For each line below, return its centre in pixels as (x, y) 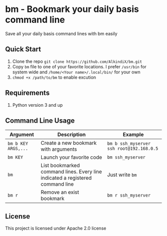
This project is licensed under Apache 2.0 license (56, 229)
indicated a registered (66, 178)
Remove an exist (60, 192)
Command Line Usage (40, 120)
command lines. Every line (71, 172)
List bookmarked (60, 166)
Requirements (27, 93)
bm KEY (15, 157)
